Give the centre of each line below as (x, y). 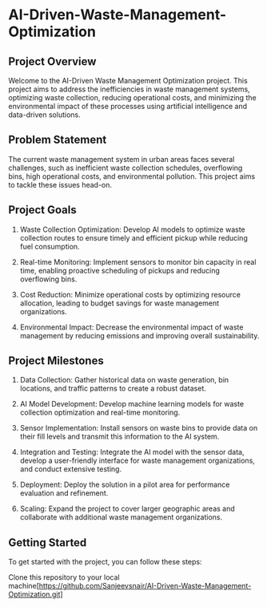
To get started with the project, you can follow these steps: (105, 562)
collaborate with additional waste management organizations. (121, 517)
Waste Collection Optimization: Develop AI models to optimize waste (132, 229)
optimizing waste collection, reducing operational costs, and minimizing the (133, 97)
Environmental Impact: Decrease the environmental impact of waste (132, 327)
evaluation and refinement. (64, 493)
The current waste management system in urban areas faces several (122, 159)
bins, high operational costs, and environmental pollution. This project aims (132, 176)
